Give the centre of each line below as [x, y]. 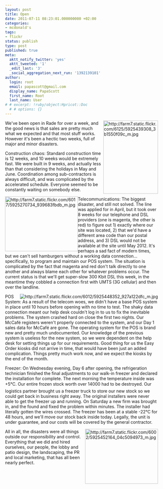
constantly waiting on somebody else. [43, 189]
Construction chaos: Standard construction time [53, 153]
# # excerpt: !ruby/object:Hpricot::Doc [47, 105]
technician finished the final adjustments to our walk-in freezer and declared [81, 373]
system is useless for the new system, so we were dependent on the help [78, 338]
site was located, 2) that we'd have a [114, 230]
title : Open [17, 14]
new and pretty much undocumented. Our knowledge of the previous [74, 333]
